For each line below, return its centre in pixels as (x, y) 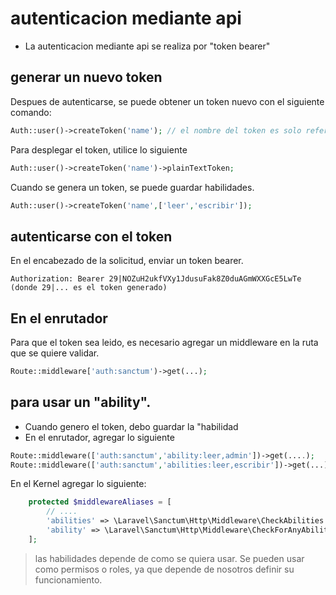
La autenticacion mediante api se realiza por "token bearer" (147, 46)
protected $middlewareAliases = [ (100, 502)
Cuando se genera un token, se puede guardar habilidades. (132, 187)
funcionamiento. (68, 579)
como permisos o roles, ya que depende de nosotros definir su (164, 569)
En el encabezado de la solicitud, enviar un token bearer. (127, 261)
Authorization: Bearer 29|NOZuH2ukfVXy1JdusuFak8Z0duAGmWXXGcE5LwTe (156, 279)
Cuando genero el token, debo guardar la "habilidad (131, 426)
